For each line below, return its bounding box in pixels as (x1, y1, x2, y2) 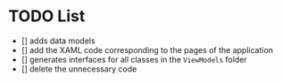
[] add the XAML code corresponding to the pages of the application (21, 44, 274, 55)
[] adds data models (21, 35, 95, 46)
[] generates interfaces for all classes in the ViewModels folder (21, 54, 247, 64)
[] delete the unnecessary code (21, 64, 137, 74)
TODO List (8, 6, 86, 26)
